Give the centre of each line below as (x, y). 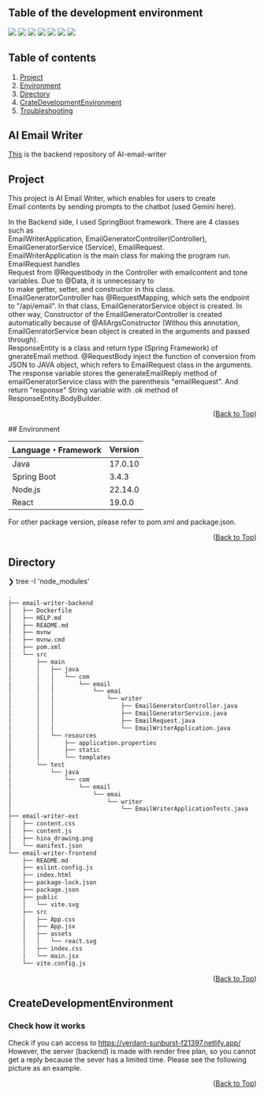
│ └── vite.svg (51, 905)
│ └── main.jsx (51, 956)
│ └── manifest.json (45, 845)
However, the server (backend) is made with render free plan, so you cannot (132, 1052)
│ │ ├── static (54, 750)
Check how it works (47, 1026)
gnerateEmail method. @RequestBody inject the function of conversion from (132, 357)
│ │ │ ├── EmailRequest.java (102, 720)
